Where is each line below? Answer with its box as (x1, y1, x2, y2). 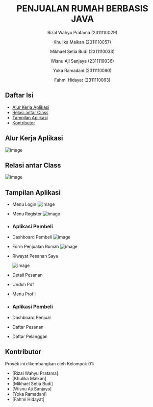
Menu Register (12, 211, 42, 217)
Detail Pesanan (12, 272, 43, 278)
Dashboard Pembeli (12, 234, 52, 240)
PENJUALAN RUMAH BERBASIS (16, 3, 149, 14)
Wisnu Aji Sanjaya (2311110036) (51, 58, 114, 64)
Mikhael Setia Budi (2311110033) (50, 48, 115, 54)
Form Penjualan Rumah (12, 243, 59, 250)
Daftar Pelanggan (12, 334, 48, 339)
